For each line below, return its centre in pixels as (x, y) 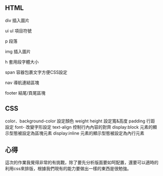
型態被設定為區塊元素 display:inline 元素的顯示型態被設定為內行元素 (77, 133)
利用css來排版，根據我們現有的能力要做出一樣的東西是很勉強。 (68, 169)
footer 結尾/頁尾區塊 (25, 93)
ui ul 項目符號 (18, 31)
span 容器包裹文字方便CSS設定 (36, 72)
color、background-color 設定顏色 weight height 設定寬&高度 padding (75, 121)
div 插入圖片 (17, 20)
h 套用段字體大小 (22, 62)
